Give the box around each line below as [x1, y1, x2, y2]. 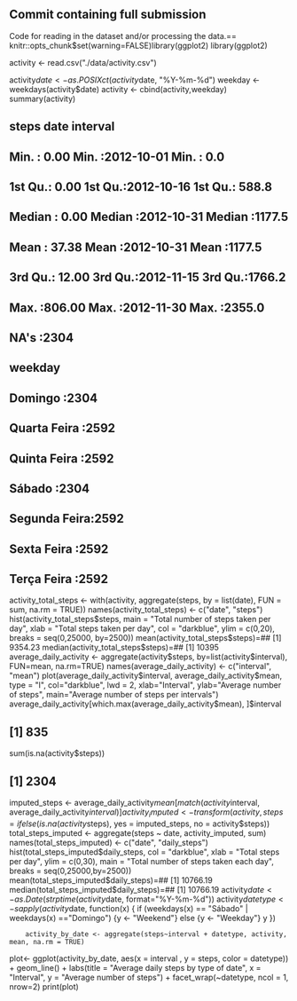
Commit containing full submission [9, 7, 207, 22]
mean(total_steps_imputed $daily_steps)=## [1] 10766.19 [9, 874, 213, 886]
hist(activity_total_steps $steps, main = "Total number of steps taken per [9, 614, 271, 625]
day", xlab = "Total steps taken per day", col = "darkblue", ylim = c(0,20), [9, 623, 275, 634]
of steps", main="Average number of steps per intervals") [9, 690, 219, 700]
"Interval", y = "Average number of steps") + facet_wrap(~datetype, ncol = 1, [9, 972, 289, 982]
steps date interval [9, 119, 115, 134]
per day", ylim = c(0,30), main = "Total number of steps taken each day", [9, 855, 275, 866]
